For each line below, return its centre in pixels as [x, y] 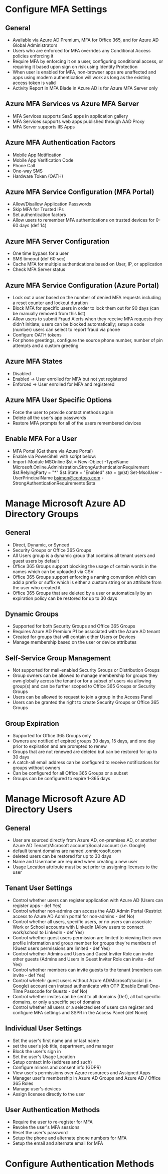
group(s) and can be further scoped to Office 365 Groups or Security [84, 686]
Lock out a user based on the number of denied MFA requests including [87, 298]
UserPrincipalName [33, 477]
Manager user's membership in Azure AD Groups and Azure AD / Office [87, 1078]
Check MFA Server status [39, 269]
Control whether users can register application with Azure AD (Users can [88, 900]
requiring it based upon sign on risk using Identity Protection [75, 67]
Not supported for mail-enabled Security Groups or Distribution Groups [86, 670]
